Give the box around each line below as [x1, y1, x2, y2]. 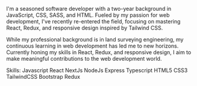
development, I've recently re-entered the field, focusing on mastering [6, 18, 181, 25]
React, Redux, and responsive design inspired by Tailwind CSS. [6, 24, 163, 31]
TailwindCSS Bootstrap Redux [6, 73, 80, 80]
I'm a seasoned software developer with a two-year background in [6, 5, 172, 12]
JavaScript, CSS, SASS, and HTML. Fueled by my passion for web [6, 11, 170, 19]
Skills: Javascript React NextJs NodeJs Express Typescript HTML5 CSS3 [6, 67, 188, 74]
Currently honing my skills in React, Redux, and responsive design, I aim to [6, 49, 192, 56]
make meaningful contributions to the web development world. [6, 55, 162, 62]
